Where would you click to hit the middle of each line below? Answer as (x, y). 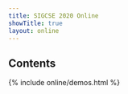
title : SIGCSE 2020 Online (54, 16)
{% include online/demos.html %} (64, 83)
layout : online (34, 31)
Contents (32, 63)
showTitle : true (35, 23)
